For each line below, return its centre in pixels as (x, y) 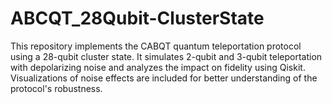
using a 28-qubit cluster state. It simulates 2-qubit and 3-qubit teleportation (166, 56)
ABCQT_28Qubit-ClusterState (137, 18)
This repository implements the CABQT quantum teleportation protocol (156, 46)
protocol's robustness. (56, 88)
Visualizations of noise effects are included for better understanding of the (164, 78)
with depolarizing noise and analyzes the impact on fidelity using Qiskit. (158, 67)
